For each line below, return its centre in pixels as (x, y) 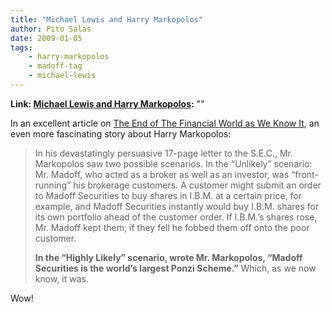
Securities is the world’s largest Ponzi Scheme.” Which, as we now (175, 268)
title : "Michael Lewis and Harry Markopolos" (106, 19)
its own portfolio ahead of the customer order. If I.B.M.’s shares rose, (176, 217)
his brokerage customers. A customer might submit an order (197, 185)
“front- (305, 174)
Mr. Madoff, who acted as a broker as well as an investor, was (162, 174)
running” (53, 185)
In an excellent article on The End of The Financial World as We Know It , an (165, 123)
